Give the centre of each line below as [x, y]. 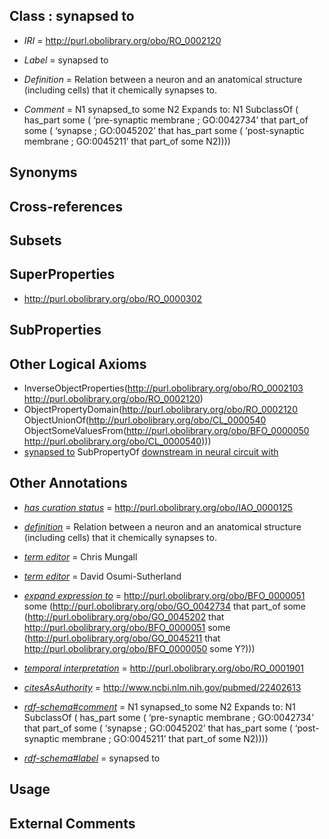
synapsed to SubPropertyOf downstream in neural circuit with [151, 452]
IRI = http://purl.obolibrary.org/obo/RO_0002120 [122, 40]
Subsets [35, 240]
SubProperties [55, 330]
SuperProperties [62, 274]
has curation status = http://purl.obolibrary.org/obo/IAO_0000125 [158, 507]
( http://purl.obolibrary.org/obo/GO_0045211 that [122, 638]
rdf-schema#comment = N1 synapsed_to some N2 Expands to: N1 [159, 706]
